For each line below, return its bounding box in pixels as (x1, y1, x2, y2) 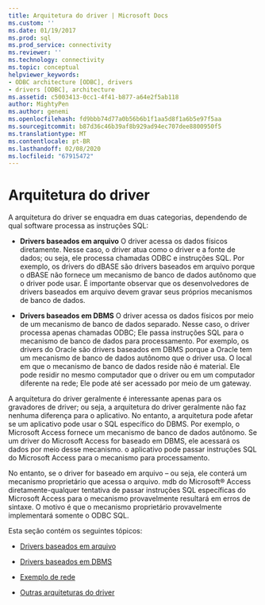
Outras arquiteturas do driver (19, 588, 115, 597)
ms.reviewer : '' (8, 48, 62, 56)
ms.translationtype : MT (8, 130, 87, 138)
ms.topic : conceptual (8, 64, 80, 72)
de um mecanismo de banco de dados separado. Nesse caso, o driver (19, 320, 250, 329)
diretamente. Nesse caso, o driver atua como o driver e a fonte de (19, 245, 236, 254)
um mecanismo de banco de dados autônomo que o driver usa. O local (19, 353, 252, 363)
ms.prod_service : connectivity (8, 41, 112, 49)
